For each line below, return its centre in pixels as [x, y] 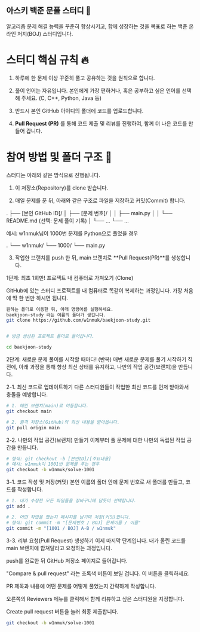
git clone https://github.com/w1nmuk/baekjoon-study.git [79, 320]
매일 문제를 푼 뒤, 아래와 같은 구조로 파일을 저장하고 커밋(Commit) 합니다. [100, 200]
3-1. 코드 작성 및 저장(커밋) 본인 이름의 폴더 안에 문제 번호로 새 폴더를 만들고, [95, 482]
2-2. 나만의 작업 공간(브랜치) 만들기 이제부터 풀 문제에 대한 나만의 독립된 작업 [96, 440]
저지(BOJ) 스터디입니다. [45, 33]
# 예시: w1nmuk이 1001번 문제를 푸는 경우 [53, 464]
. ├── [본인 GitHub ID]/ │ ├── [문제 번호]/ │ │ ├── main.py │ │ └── [90, 213]
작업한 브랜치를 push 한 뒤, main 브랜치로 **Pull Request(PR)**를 [92, 257]
